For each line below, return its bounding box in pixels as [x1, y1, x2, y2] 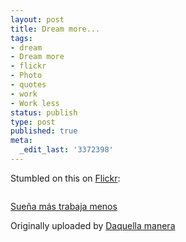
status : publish [10, 107, 78, 118]
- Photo [10, 71, 43, 81]
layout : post [10, 14, 65, 25]
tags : [10, 33, 33, 43]
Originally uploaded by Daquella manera [10, 219, 176, 231]
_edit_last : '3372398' [19, 145, 114, 155]
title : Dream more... [10, 24, 101, 34]
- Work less [10, 98, 60, 108]
